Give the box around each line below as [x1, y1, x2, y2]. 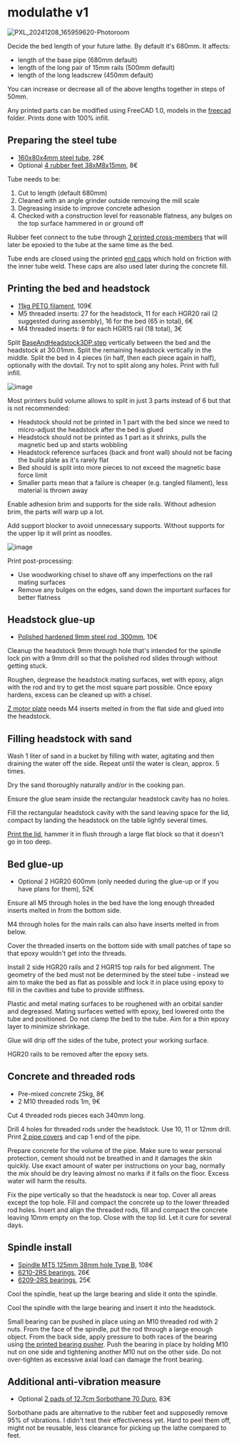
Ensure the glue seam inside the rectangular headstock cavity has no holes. [7, 794, 230, 804]
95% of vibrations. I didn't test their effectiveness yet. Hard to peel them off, [7, 1416, 231, 1425]
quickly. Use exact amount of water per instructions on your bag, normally [7, 1161, 225, 1170]
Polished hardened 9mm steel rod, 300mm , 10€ [17, 633, 158, 641]
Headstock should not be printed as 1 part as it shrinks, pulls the [17, 433, 207, 441]
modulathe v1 [7, 4, 89, 21]
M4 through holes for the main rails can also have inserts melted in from [7, 920, 219, 929]
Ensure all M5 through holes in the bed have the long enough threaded [7, 899, 215, 907]
